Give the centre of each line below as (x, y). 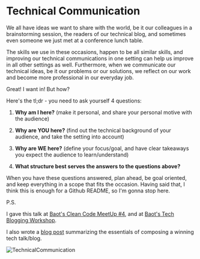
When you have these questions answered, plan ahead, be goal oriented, (97, 177)
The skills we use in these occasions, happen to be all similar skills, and (95, 52)
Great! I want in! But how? (38, 89)
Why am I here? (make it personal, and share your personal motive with (103, 112)
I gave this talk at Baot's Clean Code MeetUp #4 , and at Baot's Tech (90, 213)
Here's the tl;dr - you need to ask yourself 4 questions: (74, 101)
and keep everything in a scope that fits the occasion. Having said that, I (95, 184)
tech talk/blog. (24, 238)
